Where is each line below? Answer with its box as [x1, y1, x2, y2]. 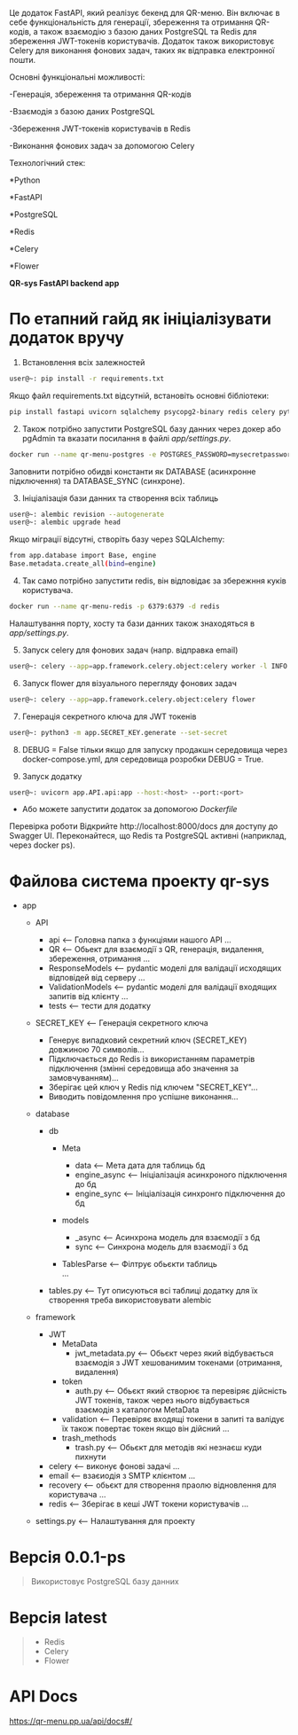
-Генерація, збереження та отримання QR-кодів [9, 89, 192, 99]
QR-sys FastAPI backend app [9, 278, 120, 288]
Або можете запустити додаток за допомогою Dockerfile [21, 804, 238, 815]
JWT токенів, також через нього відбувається [74, 1395, 250, 1406]
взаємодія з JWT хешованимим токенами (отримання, [74, 1357, 283, 1368]
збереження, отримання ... [48, 953, 151, 965]
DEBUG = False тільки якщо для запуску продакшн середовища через [21, 744, 288, 754]
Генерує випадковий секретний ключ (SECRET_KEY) [48, 1035, 247, 1045]
